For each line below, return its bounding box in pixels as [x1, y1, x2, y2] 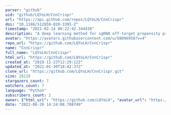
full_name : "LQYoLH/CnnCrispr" [5, 50, 72, 55]
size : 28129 [5, 74, 31, 79]
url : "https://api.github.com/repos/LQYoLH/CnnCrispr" [5, 17, 124, 22]
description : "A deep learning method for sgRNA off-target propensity [5, 31, 160, 36]
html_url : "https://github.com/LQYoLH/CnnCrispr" [5, 54, 113, 60]
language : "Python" [5, 88, 47, 93]
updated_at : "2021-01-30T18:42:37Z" [5, 64, 83, 69]
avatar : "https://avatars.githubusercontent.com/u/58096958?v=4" [5, 36, 147, 41]
